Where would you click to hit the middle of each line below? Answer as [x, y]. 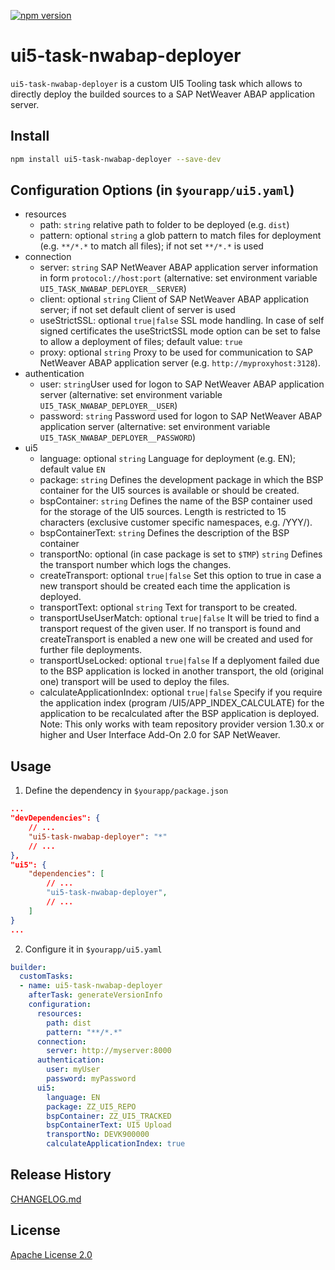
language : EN [73, 1097]
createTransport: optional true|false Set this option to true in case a [180, 576]
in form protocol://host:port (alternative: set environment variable [178, 278]
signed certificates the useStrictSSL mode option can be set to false [180, 331]
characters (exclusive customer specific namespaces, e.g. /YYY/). [176, 522]
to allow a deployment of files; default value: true [141, 342]
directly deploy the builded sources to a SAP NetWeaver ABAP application [163, 94]
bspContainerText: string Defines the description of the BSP [164, 533]
